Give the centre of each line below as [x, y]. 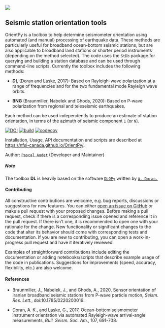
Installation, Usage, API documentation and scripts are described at [73, 140]
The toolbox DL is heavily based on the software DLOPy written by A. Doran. [82, 178]
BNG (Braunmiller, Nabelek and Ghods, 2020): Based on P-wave [77, 100]
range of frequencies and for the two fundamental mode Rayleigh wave [85, 86]
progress [14, 242]
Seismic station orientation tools [56, 23]
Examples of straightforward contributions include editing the [67, 252]
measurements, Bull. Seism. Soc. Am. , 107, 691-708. [65, 321]
